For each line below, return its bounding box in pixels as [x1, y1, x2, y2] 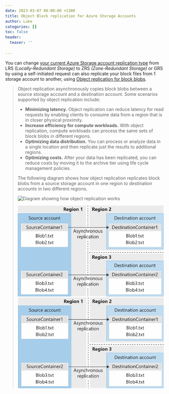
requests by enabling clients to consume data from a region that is [25, 111, 162, 118]
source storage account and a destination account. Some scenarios [17, 91, 158, 97]
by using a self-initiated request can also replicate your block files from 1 [5, 71, 156, 77]
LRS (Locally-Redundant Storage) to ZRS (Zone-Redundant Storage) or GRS [5, 65, 163, 71]
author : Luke [5, 19, 33, 24]
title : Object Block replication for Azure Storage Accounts [5, 13, 136, 19]
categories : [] [5, 24, 37, 29]
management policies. [25, 165, 71, 171]
